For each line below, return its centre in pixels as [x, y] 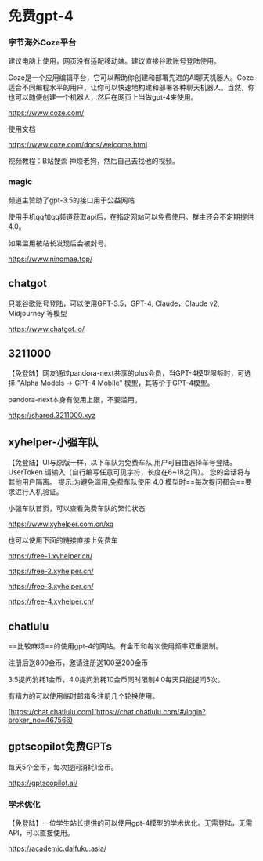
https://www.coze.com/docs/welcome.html [78, 145]
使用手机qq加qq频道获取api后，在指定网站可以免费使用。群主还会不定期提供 [131, 216]
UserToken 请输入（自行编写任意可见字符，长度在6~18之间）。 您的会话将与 [130, 472]
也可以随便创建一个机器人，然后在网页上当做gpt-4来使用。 [103, 97]
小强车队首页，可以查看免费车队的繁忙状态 [77, 509]
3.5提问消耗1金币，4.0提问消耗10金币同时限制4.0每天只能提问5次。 [116, 680]
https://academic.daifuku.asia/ [58, 848]
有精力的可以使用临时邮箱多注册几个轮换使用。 [83, 696]
